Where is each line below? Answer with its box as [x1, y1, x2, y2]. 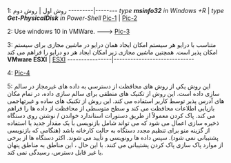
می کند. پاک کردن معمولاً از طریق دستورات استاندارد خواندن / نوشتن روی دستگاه [7, 111, 216, 119]
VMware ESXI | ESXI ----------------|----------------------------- [7, 55, 194, 64]
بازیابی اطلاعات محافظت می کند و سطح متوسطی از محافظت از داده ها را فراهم [7, 104, 215, 112]
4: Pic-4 [7, 69, 30, 77]
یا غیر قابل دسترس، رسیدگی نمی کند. [7, 148, 103, 156]
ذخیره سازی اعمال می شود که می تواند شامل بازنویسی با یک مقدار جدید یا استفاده [7, 119, 219, 127]
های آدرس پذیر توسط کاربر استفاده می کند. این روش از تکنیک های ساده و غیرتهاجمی [7, 97, 225, 105]
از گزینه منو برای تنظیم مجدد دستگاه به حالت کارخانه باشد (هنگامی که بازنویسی [7, 126, 210, 134]
